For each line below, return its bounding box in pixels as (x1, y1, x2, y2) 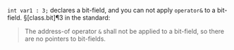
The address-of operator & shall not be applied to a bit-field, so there (24, 27, 225, 35)
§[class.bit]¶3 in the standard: (23, 13, 111, 22)
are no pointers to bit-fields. (24, 35, 106, 43)
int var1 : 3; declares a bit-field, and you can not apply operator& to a (7, 6, 216, 14)
